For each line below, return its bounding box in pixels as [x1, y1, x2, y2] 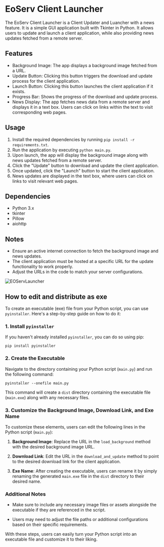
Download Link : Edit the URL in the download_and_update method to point [12, 453, 159, 459]
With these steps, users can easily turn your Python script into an [5, 531, 137, 537]
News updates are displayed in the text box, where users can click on [12, 173, 153, 179]
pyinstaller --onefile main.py [5, 381, 69, 385]
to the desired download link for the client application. [12, 458, 121, 464]
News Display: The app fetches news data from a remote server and [12, 99, 150, 105]
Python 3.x [12, 205, 34, 211]
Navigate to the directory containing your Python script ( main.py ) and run [5, 366, 153, 372]
